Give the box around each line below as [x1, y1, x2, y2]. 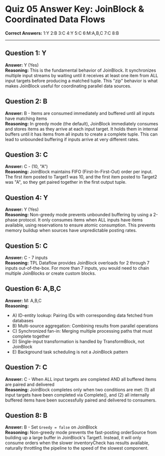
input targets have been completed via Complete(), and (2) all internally [5, 392, 150, 398]
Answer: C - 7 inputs [5, 255, 48, 260]
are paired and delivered [5, 381, 55, 387]
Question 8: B [5, 411, 48, 420]
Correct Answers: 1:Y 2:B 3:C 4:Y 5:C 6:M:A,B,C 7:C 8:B [5, 30, 119, 36]
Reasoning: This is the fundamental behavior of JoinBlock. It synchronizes [5, 67, 156, 73]
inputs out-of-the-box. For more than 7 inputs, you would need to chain [5, 265, 149, 271]
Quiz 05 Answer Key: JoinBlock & [5, 3, 144, 15]
